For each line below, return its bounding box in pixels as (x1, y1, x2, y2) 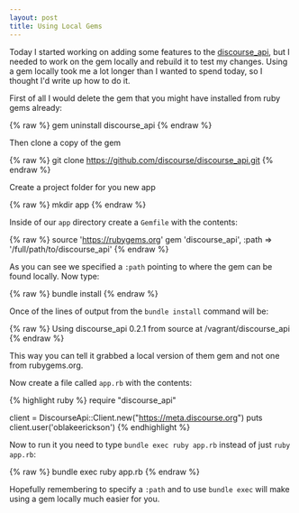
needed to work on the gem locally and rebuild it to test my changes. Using (9, 56, 288, 67)
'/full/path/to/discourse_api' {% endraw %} (9, 243, 169, 254)
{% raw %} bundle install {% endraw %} (9, 288, 159, 298)
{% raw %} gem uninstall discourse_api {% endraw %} (9, 119, 213, 131)
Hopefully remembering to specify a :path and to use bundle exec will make (9, 483, 290, 494)
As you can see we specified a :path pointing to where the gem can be (9, 261, 273, 271)
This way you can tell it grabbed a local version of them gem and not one (9, 350, 280, 361)
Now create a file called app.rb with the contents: (9, 377, 193, 388)
